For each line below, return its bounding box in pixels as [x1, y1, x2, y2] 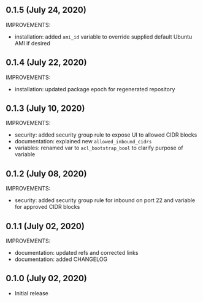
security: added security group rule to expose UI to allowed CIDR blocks [14, 131, 197, 138]
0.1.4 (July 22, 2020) [6, 58, 87, 68]
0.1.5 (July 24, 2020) [6, 5, 86, 15]
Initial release [14, 289, 48, 296]
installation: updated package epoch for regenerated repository [14, 85, 175, 92]
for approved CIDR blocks [14, 203, 80, 211]
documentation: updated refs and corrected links [14, 249, 139, 257]
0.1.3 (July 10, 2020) [6, 104, 85, 114]
